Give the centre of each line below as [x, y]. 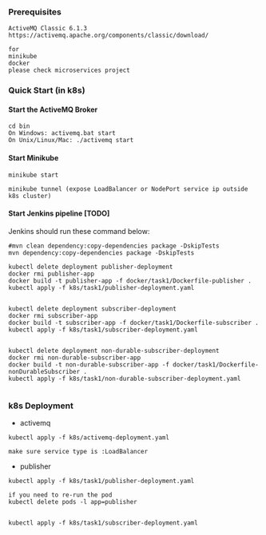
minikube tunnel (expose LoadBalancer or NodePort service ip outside [128, 189]
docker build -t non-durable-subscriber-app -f [89, 365]
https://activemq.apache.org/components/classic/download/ [109, 36]
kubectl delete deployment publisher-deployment [91, 267]
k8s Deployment [41, 406]
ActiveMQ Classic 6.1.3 [48, 29]
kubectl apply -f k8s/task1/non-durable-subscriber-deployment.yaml [125, 378]
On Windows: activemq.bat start [62, 133]
